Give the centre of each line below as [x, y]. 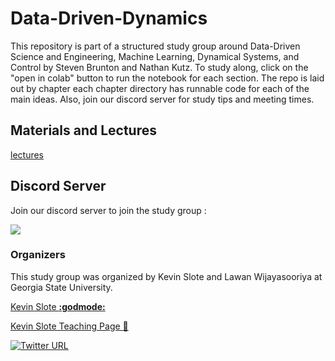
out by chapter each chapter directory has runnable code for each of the [160, 88]
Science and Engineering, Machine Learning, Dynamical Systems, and [155, 56]
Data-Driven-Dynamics [109, 18]
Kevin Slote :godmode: [58, 306]
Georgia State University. [61, 287]
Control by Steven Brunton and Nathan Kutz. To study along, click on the [159, 67]
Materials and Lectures [83, 130]
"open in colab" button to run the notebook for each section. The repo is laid [167, 78]
